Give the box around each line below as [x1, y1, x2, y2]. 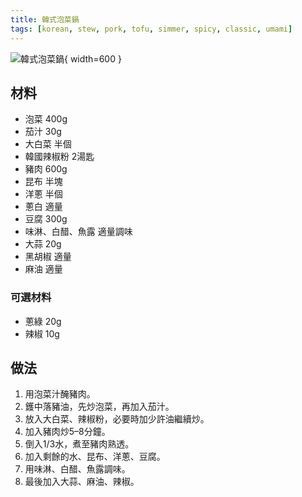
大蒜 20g [24, 238, 62, 250]
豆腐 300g [24, 213, 68, 225]
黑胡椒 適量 [24, 251, 72, 263]
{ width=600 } [64, 52, 122, 65]
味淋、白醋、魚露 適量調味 [24, 226, 133, 238]
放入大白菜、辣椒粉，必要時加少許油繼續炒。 [24, 413, 210, 425]
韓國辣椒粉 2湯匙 [24, 151, 95, 163]
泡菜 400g [24, 113, 68, 125]
